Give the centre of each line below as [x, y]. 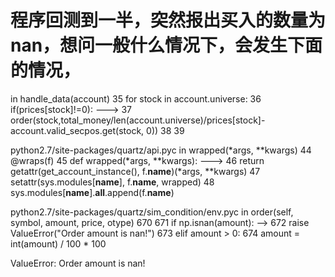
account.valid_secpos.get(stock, [77, 130]
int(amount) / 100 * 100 [58, 243]
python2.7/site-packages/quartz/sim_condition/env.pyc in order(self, [152, 212]
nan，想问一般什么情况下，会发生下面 [166, 45]
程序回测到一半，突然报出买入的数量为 [168, 20]
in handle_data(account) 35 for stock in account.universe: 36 [136, 98]
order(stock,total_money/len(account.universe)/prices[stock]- [138, 120]
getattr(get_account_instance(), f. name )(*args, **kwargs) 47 [135, 171]
